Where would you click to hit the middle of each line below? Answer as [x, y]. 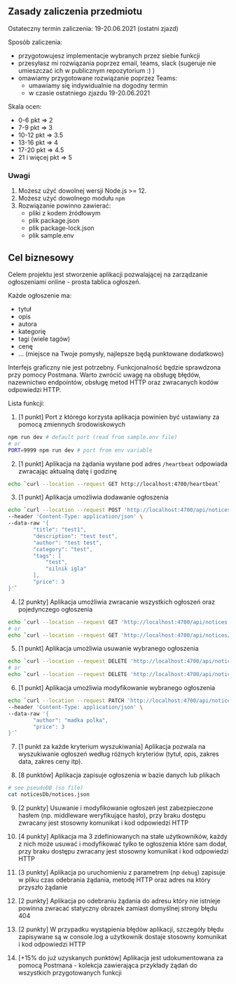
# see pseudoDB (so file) [46, 788]
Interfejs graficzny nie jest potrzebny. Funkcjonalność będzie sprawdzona [114, 367]
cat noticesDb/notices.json [49, 795]
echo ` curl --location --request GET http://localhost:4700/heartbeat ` [114, 484]
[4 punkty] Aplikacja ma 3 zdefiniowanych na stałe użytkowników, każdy [123, 837]
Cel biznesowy [41, 258]
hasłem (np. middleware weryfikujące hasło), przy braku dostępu [112, 816]
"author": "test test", [68, 543]
